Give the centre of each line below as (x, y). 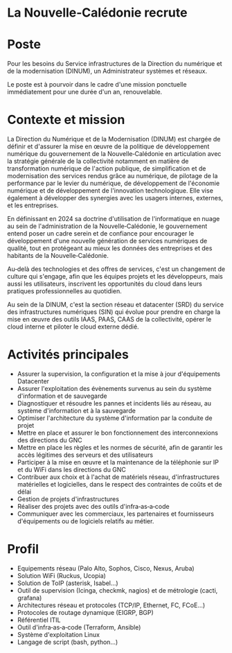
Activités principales (68, 355)
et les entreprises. (33, 205)
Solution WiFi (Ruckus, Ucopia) (61, 575)
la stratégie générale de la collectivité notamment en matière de (98, 162)
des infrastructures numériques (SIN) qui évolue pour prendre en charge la (114, 312)
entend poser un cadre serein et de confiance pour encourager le (101, 234)
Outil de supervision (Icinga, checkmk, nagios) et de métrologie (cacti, (117, 590)
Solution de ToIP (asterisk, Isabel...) (68, 583)
